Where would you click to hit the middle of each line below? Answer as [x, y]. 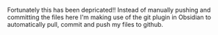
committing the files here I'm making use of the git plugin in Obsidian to [109, 17]
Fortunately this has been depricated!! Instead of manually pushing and [109, 10]
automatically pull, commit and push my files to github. [85, 24]
